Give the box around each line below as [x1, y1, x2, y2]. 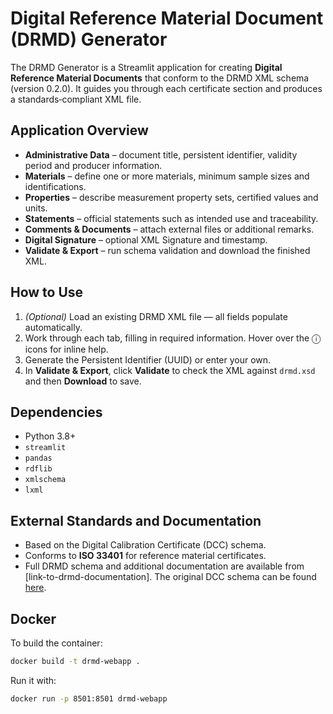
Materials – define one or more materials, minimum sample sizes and [24, 170, 310, 182]
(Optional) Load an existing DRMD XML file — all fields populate [24, 310, 288, 322]
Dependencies [10, 403, 103, 421]
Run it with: [10, 674, 57, 686]
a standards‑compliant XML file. [10, 93, 142, 105]
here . [24, 582, 47, 594]
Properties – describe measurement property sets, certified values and [24, 191, 319, 203]
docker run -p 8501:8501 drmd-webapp [10, 693, 168, 704]
